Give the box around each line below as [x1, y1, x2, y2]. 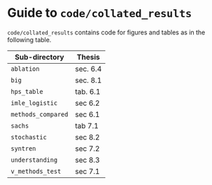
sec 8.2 [74, 132, 100, 142]
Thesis [76, 52, 100, 62]
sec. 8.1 [74, 75, 102, 85]
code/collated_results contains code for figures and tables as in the [7, 28, 206, 36]
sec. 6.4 [74, 64, 102, 74]
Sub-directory [15, 52, 64, 62]
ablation [10, 64, 40, 73]
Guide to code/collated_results [7, 5, 192, 21]
